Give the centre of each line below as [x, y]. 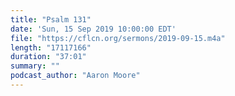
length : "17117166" [51, 47]
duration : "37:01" [48, 57]
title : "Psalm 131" [51, 19]
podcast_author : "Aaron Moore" [75, 76]
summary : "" [35, 66]
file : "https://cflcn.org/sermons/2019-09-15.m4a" [118, 38]
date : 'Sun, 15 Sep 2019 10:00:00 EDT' [93, 29]
